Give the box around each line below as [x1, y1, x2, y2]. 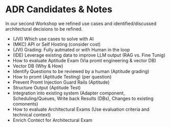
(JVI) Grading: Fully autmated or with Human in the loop [12, 46, 130, 53]
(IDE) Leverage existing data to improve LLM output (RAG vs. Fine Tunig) [12, 52, 165, 58]
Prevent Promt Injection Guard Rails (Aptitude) [12, 79, 110, 85]
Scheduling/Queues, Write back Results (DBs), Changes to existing [12, 95, 154, 101]
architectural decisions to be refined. [5, 26, 83, 32]
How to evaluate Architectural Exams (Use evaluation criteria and [12, 106, 150, 112]
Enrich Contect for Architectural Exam [12, 117, 93, 123]
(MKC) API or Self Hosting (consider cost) [12, 41, 101, 47]
